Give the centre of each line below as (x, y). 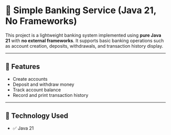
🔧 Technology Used (37, 116)
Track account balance (37, 90)
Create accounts (30, 79)
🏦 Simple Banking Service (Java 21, (81, 10)
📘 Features (23, 67)
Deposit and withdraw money (44, 84)
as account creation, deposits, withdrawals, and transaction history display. (84, 46)
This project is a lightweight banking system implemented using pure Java (83, 35)
